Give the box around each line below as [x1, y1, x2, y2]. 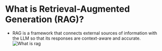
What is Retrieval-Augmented [5, 3, 130, 15]
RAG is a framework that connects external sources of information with [12, 30, 158, 36]
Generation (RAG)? [5, 14, 84, 25]
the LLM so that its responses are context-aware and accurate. [12, 35, 141, 41]
